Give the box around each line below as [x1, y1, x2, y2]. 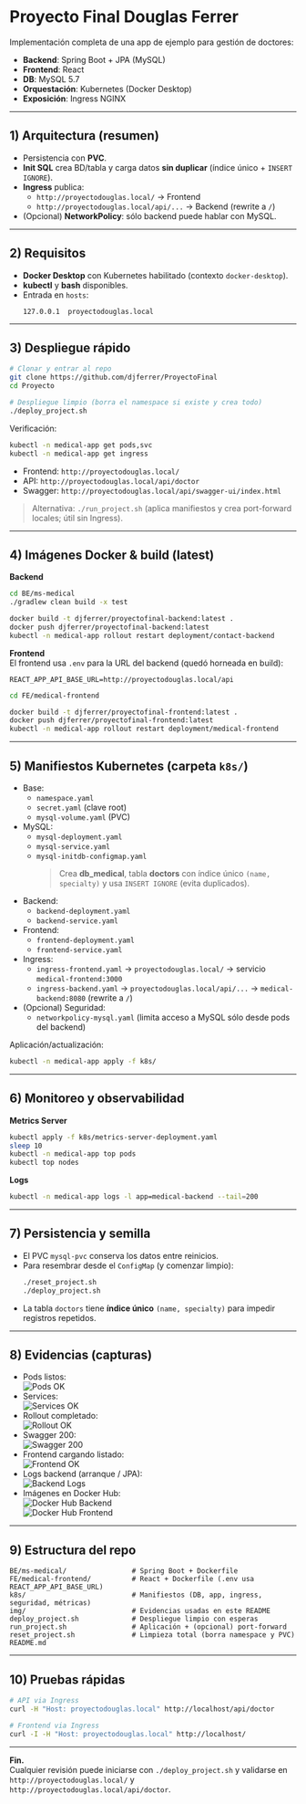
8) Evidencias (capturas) [9, 1348, 153, 1363]
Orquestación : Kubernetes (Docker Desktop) [22, 83, 193, 94]
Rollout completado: [22, 1411, 98, 1421]
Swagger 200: [22, 1430, 76, 1441]
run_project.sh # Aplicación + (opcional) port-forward [9, 1622, 287, 1631]
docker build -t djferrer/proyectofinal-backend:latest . [9, 614, 234, 624]
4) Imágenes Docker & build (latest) [9, 547, 215, 562]
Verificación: [9, 423, 57, 434]
